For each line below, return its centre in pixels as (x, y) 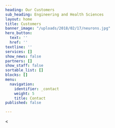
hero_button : (19, 33)
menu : (11, 79)
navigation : (22, 84)
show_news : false (23, 56)
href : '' (19, 42)
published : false (23, 103)
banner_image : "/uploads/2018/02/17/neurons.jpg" (58, 28)
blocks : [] (16, 75)
